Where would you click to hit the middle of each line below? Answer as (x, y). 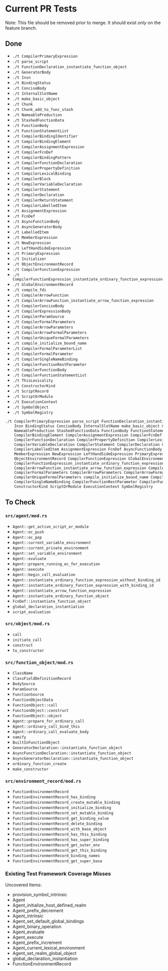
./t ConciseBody (29, 88)
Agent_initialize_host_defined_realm (49, 905)
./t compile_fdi (29, 290)
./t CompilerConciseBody (38, 306)
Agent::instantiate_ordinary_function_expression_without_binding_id (86, 580)
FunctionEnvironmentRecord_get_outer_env (56, 845)
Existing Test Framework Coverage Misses (58, 874)
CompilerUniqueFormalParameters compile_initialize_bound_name (81, 477)
